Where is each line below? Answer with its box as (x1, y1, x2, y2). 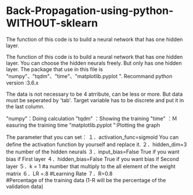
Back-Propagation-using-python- (6, 4, 174, 18)
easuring (6, 121, 27, 128)
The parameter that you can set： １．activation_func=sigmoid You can (6, 133, 179, 141)
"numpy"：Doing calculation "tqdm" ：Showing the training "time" (6, 115, 166, 122)
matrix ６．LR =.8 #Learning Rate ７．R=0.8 (6, 170, 113, 177)
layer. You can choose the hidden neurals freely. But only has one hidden (6, 60, 182, 67)
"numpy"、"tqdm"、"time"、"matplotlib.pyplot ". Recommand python (6, 72, 173, 79)
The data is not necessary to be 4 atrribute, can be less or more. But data (6, 90, 183, 97)
